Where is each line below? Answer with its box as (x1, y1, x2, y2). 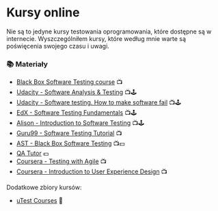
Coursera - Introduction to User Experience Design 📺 (16, 167, 168, 175)
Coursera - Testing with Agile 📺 (16, 157, 107, 165)
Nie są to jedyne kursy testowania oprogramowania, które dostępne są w (6, 27, 212, 36)
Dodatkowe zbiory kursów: (6, 183, 82, 192)
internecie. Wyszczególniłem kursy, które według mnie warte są (6, 34, 186, 42)
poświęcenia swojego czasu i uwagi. (6, 42, 110, 50)
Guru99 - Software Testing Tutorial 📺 (16, 129, 122, 137)
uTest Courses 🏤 (16, 197, 63, 205)
